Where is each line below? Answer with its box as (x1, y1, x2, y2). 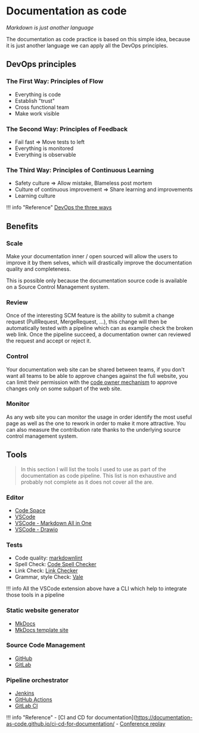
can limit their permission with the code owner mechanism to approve (6, 378, 178, 386)
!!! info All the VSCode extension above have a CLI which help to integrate (6, 585, 187, 592)
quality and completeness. (6, 265, 71, 273)
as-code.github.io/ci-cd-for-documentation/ (6, 720, 115, 728)
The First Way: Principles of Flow (6, 77, 104, 85)
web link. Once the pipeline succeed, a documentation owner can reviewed (6, 331, 191, 338)
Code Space (14, 506, 46, 514)
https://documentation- (135, 714, 193, 721)
